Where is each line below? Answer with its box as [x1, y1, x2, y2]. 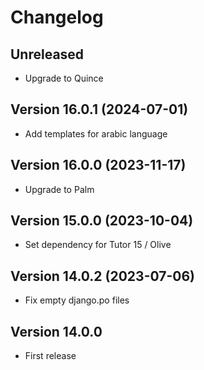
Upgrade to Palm [24, 183, 95, 195]
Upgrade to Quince [24, 72, 104, 84]
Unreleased [10, 46, 85, 63]
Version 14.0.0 [10, 323, 103, 340]
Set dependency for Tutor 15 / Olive [24, 239, 172, 251]
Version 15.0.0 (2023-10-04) [10, 212, 194, 230]
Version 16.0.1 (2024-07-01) [10, 101, 189, 118]
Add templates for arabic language [24, 127, 168, 140]
